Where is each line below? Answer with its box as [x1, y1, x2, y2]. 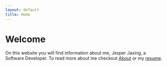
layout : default [5, 7, 39, 12]
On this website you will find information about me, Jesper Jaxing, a [5, 50, 146, 56]
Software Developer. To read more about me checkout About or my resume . [5, 55, 162, 61]
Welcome [5, 33, 46, 45]
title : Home [5, 12, 30, 17]
